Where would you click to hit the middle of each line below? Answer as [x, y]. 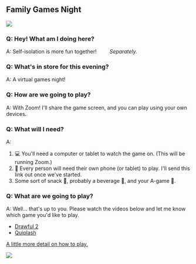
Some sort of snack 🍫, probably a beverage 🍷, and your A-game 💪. [95, 181]
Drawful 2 [26, 226]
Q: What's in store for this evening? [58, 67]
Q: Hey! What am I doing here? [50, 39]
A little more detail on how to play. [47, 244]
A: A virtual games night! [36, 79]
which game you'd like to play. [43, 215]
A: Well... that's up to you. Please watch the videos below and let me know [96, 209]
